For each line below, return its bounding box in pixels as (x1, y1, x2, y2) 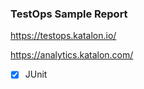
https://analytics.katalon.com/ (10, 49, 134, 61)
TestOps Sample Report (10, 7, 128, 21)
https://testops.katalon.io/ (10, 30, 117, 42)
